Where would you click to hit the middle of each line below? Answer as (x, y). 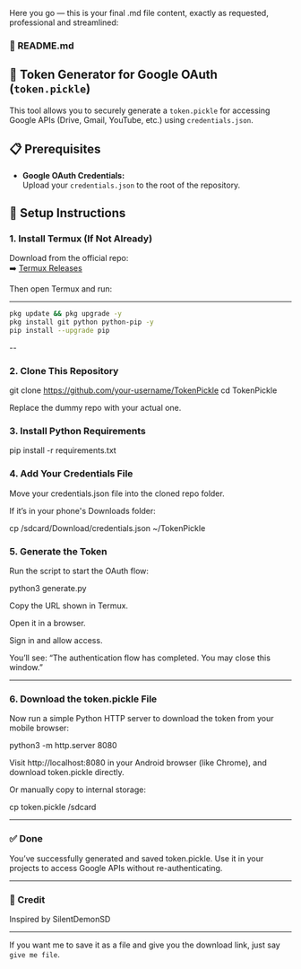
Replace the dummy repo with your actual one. (95, 408)
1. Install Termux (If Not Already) (81, 239)
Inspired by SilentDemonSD (60, 919)
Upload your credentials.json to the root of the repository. (131, 185)
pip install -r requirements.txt (63, 450)
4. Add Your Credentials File (71, 474)
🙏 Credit (27, 899)
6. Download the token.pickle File (83, 699)
